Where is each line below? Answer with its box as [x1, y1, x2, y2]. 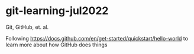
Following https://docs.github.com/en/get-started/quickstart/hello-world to [5, 35, 189, 42]
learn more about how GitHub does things [5, 41, 108, 48]
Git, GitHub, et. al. [5, 23, 49, 31]
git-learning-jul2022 [5, 4, 109, 18]
